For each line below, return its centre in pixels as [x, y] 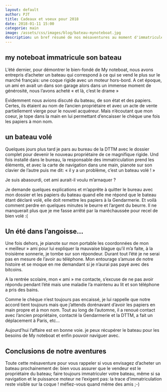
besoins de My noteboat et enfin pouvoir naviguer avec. [63, 335]
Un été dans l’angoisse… [44, 231]
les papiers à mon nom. [29, 121]
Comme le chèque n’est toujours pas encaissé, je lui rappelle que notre [78, 300]
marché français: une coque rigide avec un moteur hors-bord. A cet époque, [83, 80]
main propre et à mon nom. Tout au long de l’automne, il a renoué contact [80, 310]
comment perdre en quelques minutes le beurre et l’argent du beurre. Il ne [81, 205]
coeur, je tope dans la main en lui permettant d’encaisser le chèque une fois [83, 116]
